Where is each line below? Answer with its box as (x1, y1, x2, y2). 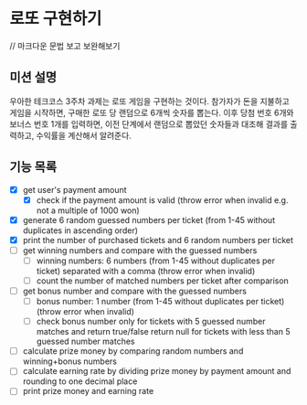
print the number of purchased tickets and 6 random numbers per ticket (22, 234, 294, 245)
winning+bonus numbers (22, 356, 117, 367)
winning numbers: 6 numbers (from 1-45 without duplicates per (36, 255, 276, 266)
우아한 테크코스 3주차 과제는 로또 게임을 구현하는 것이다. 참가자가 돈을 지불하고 (9, 95, 290, 106)
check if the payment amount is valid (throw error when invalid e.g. (36, 194, 289, 206)
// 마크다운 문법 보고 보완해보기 (9, 40, 121, 51)
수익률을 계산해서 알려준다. (36, 130, 132, 141)
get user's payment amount (22, 184, 127, 195)
